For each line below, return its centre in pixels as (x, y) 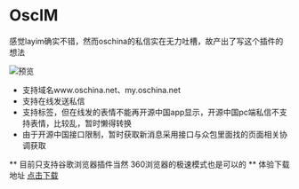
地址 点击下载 (34, 175)
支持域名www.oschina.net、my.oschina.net (101, 90)
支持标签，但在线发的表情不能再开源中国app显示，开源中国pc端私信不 (151, 112)
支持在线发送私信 (53, 101)
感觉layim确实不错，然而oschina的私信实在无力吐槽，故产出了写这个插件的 (146, 41)
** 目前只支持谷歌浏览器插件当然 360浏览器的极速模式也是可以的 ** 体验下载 (149, 164)
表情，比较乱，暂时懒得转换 (81, 123)
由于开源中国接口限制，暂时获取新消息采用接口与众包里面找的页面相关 (151, 134)
